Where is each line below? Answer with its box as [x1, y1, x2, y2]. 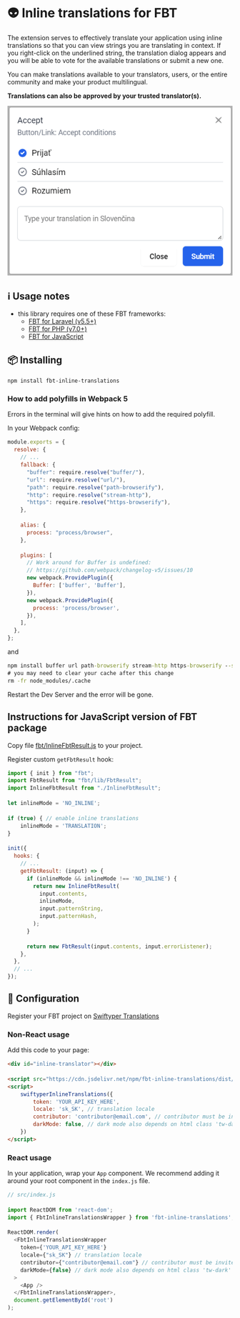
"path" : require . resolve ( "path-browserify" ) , [26, 484, 164, 491]
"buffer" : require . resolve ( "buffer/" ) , [26, 469, 145, 476]
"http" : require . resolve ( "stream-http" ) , [26, 491, 152, 499]
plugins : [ [20, 551, 53, 559]
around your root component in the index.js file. [7, 1177, 150, 1185]
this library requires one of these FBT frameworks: [17, 309, 166, 318]
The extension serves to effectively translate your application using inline [7, 33, 223, 42]
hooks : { [14, 852, 40, 860]
